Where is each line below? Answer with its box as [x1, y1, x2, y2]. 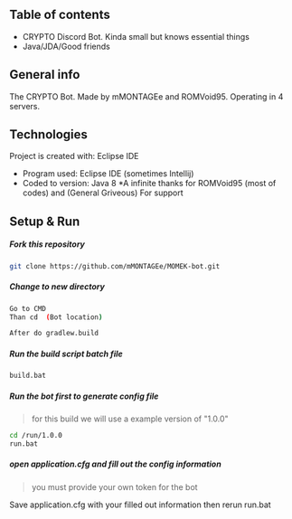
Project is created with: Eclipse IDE [9, 151, 139, 162]
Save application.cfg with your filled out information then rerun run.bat [9, 499, 271, 510]
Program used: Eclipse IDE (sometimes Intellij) [22, 168, 194, 179]
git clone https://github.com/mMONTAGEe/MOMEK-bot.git [9, 261, 221, 270]
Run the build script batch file [9, 348, 124, 359]
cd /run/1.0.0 [9, 431, 63, 440]
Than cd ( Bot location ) [9, 312, 103, 322]
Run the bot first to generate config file [9, 391, 159, 401]
